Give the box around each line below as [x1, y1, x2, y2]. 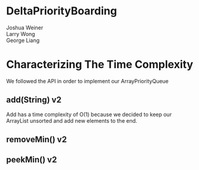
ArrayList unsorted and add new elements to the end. [6, 117, 137, 124]
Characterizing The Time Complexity [6, 58, 194, 71]
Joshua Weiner [6, 24, 44, 31]
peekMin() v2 [6, 154, 57, 165]
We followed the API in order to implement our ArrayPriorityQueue [6, 77, 169, 84]
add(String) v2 [6, 95, 62, 105]
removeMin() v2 [6, 135, 67, 145]
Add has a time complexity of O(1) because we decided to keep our [6, 111, 172, 118]
